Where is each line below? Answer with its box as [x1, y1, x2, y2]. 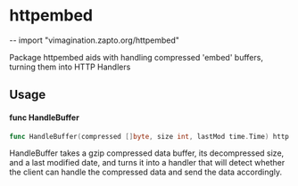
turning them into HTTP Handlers [9, 61, 131, 72]
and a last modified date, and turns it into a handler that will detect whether [9, 158, 286, 168]
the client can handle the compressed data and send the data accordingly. [9, 166, 283, 178]
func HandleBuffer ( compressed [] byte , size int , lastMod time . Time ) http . [9, 132, 294, 141]
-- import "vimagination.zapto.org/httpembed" [9, 35, 180, 45]
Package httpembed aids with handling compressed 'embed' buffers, [9, 52, 263, 62]
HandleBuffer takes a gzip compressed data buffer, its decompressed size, [9, 148, 285, 158]
